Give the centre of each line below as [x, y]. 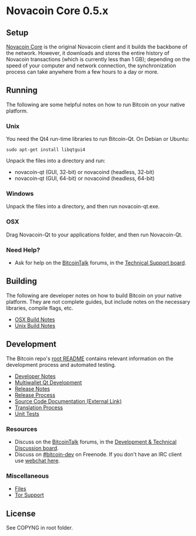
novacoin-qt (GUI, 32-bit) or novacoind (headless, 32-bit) [84, 172]
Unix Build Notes [35, 325]
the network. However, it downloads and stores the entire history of [88, 53]
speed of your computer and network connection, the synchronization [91, 65]
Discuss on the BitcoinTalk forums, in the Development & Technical [95, 442]
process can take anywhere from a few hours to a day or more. [82, 72]
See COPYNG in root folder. [40, 528]
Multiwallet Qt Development [48, 382]
